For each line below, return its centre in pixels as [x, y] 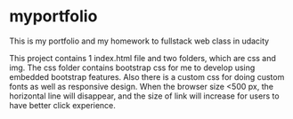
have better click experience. [62, 105]
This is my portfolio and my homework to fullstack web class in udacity [139, 41]
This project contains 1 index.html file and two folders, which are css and [142, 58]
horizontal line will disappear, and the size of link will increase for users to [144, 96]
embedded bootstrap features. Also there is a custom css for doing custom [147, 76]
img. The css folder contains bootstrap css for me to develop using [132, 67]
